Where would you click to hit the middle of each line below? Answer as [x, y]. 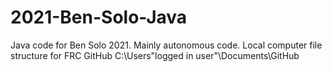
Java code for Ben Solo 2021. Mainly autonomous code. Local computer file [166, 45]
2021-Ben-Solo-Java [99, 17]
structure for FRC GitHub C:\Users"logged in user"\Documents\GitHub [155, 55]
